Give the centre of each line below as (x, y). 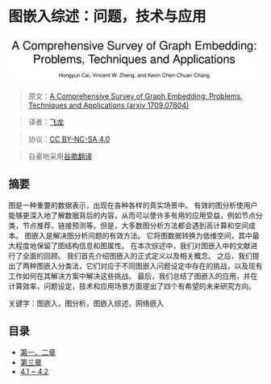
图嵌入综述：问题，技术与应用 (108, 17)
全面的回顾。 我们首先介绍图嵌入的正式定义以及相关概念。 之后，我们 (137, 255)
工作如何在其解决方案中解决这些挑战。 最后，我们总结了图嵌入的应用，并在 (133, 276)
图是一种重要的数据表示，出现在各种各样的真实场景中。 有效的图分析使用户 (133, 205)
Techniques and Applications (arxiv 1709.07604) (108, 105)
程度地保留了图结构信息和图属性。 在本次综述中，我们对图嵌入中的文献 (133, 245)
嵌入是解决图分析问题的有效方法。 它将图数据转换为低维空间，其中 (142, 235)
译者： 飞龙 (46, 121)
